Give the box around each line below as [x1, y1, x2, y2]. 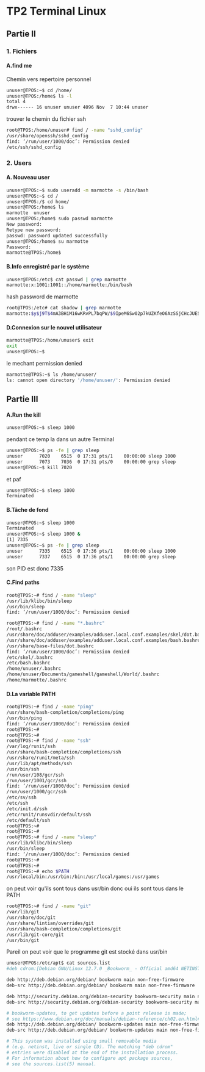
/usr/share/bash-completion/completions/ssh [6, 749, 121, 755]
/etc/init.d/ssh [6, 805, 48, 812]
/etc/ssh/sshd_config [6, 144, 62, 150]
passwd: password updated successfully [6, 232, 108, 239]
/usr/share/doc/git [6, 915, 56, 921]
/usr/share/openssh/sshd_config [6, 133, 88, 139]
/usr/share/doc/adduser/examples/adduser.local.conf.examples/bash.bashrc [6, 637, 201, 643]
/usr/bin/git [6, 937, 40, 943]
